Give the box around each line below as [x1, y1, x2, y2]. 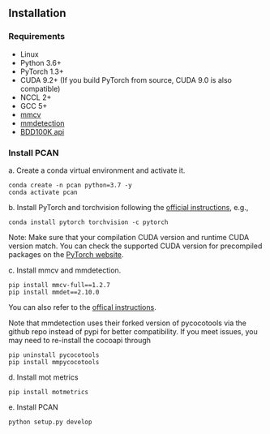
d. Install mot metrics [8, 372, 79, 382]
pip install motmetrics [8, 388, 89, 396]
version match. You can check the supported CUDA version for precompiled [8, 241, 263, 251]
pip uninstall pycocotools [8, 350, 100, 359]
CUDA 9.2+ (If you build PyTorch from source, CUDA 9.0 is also [19, 75, 233, 84]
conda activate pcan [8, 188, 79, 196]
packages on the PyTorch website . [8, 249, 124, 259]
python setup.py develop [8, 418, 92, 426]
